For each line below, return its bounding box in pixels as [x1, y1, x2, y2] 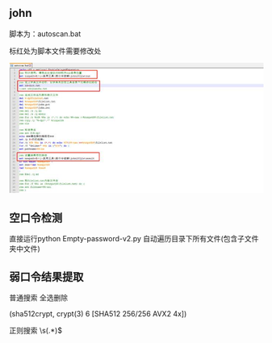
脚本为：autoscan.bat [9, 28, 82, 39]
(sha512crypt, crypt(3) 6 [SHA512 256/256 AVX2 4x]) [9, 308, 187, 318]
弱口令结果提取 [9, 270, 84, 283]
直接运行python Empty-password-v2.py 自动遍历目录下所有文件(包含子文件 [9, 234, 259, 244]
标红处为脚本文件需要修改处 [9, 46, 102, 56]
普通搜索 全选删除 [9, 292, 68, 302]
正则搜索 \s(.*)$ [9, 325, 63, 335]
